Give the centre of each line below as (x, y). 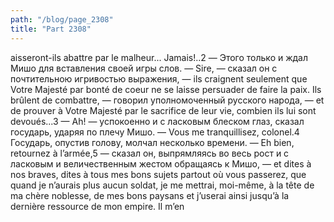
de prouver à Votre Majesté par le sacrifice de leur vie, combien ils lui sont (163, 110)
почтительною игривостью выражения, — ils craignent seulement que (159, 78)
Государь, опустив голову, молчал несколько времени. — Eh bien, (152, 142)
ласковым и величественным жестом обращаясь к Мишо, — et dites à (161, 163)
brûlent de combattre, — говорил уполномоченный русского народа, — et (167, 100)
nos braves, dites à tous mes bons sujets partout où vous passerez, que (158, 174)
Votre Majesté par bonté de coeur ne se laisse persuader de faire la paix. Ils (166, 89)
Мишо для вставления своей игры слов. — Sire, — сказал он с (144, 68)
